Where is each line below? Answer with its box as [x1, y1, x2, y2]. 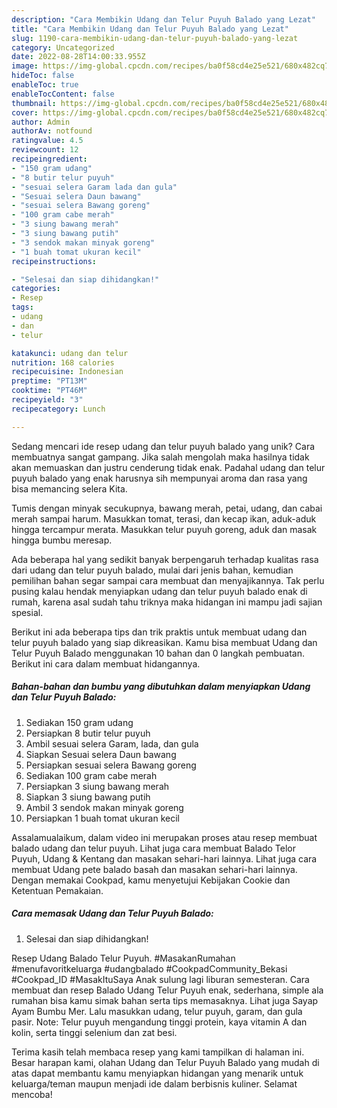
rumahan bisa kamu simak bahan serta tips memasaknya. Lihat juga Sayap [11, 994, 319, 1006]
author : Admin [11, 117, 71, 127]
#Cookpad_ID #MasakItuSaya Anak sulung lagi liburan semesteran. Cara [11, 973, 310, 985]
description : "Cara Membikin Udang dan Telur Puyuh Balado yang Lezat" [11, 14, 316, 25]
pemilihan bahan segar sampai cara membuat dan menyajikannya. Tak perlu [11, 574, 325, 586]
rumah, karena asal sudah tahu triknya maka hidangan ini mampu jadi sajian [11, 596, 323, 608]
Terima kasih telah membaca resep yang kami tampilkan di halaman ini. [11, 1046, 305, 1058]
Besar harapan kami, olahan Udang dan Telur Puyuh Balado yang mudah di [11, 1056, 320, 1068]
